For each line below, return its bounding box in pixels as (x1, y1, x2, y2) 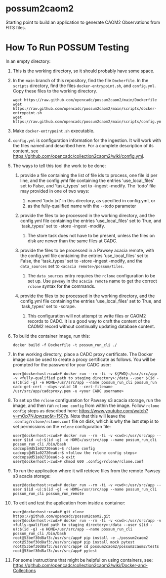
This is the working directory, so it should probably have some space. (12, 68, 155, 74)
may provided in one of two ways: (20, 188, 89, 194)
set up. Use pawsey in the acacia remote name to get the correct (27, 278, 157, 284)
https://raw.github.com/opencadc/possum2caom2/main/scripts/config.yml (12, 119, 164, 124)
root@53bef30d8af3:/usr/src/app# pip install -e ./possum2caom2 (12, 535, 148, 540)
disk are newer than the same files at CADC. (27, 238, 118, 244)
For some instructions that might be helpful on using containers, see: (12, 557, 153, 563)
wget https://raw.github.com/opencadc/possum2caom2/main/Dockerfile (12, 97, 157, 102)
